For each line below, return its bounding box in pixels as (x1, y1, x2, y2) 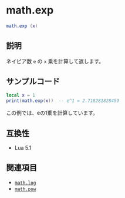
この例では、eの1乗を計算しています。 (6, 110, 99, 117)
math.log (14, 180, 36, 186)
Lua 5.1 (14, 144, 32, 151)
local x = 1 (6, 93, 35, 98)
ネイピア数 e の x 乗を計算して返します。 (6, 57, 104, 65)
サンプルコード (6, 77, 60, 87)
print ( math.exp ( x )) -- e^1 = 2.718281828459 (6, 98, 119, 104)
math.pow (14, 186, 36, 192)
